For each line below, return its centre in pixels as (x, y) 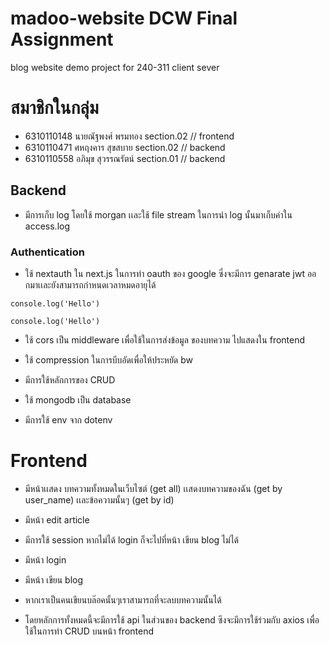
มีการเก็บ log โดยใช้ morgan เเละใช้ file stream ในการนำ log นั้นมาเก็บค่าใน (158, 214)
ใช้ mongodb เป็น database (78, 399)
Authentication (47, 252)
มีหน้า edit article (57, 519)
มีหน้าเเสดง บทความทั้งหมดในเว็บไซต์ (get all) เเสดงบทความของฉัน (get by (153, 488)
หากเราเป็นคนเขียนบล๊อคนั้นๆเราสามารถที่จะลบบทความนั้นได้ (123, 599)
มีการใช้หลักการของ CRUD (70, 379)
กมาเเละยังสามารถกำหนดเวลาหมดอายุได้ (90, 284)
